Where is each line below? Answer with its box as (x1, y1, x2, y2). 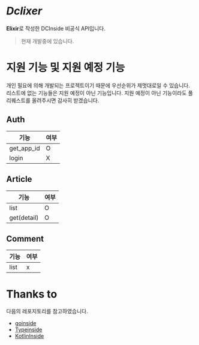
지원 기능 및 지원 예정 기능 (6, 61, 125, 74)
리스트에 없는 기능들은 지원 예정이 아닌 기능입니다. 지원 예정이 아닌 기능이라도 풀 (6, 89, 194, 97)
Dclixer (6, 4, 43, 18)
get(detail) (9, 213, 39, 221)
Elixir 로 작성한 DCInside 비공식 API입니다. (6, 25, 106, 32)
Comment (6, 233, 44, 244)
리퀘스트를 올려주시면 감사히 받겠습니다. (6, 97, 99, 104)
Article (6, 174, 32, 184)
